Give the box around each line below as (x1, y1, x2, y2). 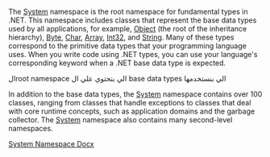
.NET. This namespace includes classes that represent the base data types (8, 15, 257, 25)
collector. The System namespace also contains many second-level (8, 115, 233, 124)
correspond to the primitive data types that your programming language (8, 41, 247, 51)
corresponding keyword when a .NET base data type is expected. (8, 58, 226, 68)
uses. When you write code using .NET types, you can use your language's (8, 50, 258, 59)
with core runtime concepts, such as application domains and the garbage (8, 106, 255, 116)
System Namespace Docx (8, 139, 94, 148)
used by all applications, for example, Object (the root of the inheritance (8, 24, 247, 33)
